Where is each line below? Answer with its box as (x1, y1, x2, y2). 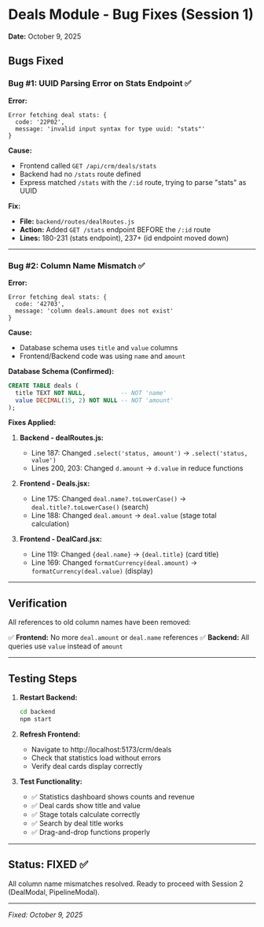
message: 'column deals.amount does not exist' (15, 307, 174, 315)
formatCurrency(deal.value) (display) (31, 567, 153, 576)
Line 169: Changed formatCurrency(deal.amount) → (31, 558, 198, 567)
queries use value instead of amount (8, 641, 123, 651)
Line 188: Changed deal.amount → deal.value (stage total (31, 511, 218, 520)
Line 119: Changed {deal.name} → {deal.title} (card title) (31, 549, 219, 560)
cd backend (19, 708, 56, 716)
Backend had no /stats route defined (19, 169, 141, 179)
